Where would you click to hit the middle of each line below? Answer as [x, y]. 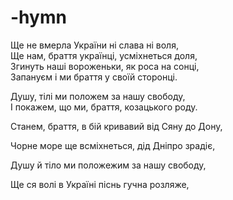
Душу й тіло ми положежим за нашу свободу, [108, 165]
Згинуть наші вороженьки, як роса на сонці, [105, 66]
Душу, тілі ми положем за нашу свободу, [98, 96]
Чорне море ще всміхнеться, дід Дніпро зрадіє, [113, 145]
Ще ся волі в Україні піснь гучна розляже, [100, 184]
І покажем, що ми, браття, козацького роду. [104, 107]
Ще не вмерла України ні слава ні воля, [94, 45]
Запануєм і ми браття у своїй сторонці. [94, 77]
